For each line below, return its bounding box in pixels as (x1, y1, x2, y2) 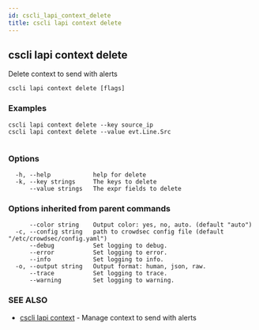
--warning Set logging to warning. (28, 276, 175, 285)
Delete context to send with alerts (8, 69, 118, 79)
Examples (8, 103, 47, 114)
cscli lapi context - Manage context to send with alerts (19, 313, 197, 322)
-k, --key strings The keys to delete (15, 177, 157, 186)
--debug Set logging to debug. (28, 242, 168, 250)
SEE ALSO (8, 294, 48, 305)
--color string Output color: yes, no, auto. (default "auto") (28, 221, 253, 229)
